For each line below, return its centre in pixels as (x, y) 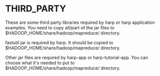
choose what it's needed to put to (40, 63)
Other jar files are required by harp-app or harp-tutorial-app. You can (77, 57)
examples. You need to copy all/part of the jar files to (60, 27)
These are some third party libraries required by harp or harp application (80, 22)
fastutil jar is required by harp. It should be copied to (59, 42)
